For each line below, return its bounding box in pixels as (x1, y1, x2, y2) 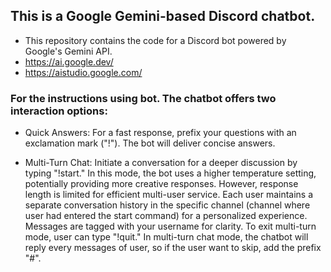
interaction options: (10, 104, 108, 118)
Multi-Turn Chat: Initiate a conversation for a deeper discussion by (24, 157, 298, 169)
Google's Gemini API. (24, 45, 113, 57)
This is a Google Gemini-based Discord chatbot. (10, 8, 316, 25)
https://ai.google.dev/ (24, 55, 114, 68)
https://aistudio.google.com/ (24, 66, 143, 78)
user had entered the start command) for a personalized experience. (24, 210, 308, 222)
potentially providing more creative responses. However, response (24, 178, 299, 190)
